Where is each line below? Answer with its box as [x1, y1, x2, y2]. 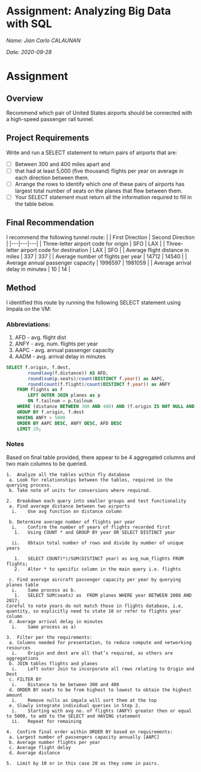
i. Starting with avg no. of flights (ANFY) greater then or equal [11, 708, 192, 714]
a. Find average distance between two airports [8, 503, 130, 509]
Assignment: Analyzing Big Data [6, 4, 171, 18]
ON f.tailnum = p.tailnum [28, 398, 93, 404]
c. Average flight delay [8, 744, 71, 750]
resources [6, 645, 31, 651]
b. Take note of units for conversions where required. [8, 487, 152, 493]
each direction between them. [14, 174, 89, 181]
